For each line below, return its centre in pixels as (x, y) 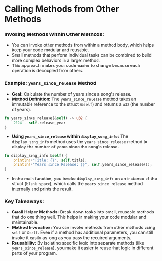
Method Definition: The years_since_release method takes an (74, 99)
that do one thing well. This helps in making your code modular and (79, 217)
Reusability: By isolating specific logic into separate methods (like (78, 243)
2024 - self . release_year (40, 123)
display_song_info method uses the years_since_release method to (79, 142)
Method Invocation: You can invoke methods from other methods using (83, 228)
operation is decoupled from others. (48, 71)
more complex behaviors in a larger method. (56, 60)
